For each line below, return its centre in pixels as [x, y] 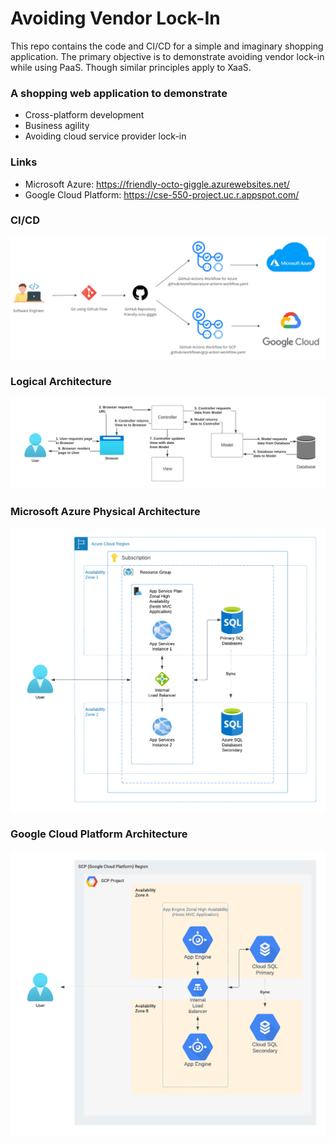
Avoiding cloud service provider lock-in [105, 136]
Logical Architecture [61, 381]
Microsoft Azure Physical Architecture [105, 511]
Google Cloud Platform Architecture [99, 834]
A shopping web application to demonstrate [119, 93]
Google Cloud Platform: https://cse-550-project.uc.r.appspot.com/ [162, 194]
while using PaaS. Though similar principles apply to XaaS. [131, 67]
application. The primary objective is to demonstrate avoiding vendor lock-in [167, 56]
